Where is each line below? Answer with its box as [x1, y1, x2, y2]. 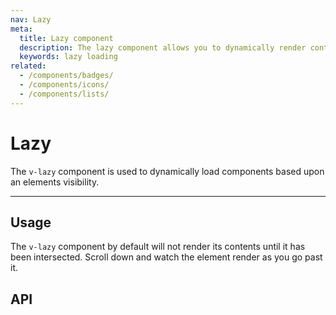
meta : [10, 24, 33, 34]
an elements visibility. [10, 176, 100, 188]
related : [10, 61, 47, 71]
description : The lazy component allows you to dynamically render [19, 42, 307, 53]
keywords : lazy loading [19, 52, 118, 62]
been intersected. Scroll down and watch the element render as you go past [10, 251, 323, 263]
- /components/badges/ [19, 71, 114, 81]
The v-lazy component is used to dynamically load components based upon [10, 165, 325, 177]
